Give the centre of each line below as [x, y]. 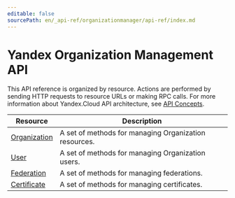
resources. [77, 142]
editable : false [31, 14]
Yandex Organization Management [110, 55]
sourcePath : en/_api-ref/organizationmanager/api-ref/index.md [101, 20]
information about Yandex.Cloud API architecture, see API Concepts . [106, 104]
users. [70, 162]
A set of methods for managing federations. [131, 174]
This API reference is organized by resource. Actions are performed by [109, 89]
